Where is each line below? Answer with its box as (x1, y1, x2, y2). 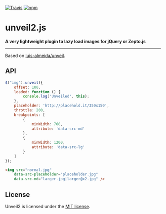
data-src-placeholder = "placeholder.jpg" (14, 172, 98, 177)
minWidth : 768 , (31, 121, 63, 126)
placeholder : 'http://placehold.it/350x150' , (14, 103, 110, 108)
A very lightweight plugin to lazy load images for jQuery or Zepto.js (5, 38, 146, 44)
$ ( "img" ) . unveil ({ (5, 80, 43, 85)
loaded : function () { (14, 89, 61, 94)
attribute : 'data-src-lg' (31, 145, 85, 150)
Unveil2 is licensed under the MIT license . (5, 203, 90, 209)
